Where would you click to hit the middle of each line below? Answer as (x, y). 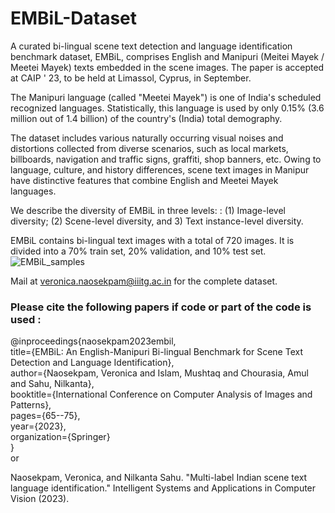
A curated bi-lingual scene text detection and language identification (151, 46)
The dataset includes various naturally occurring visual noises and (147, 138)
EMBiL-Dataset (74, 18)
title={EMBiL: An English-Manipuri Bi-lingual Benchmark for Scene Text (156, 352)
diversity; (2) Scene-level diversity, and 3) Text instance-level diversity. (157, 221)
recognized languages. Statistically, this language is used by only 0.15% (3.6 (167, 108)
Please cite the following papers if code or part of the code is (161, 307)
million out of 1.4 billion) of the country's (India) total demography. (146, 118)
